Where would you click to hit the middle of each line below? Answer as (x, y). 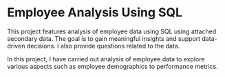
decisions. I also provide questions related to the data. (103, 46)
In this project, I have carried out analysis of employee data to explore (106, 59)
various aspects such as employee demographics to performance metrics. (112, 66)
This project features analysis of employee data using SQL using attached (112, 31)
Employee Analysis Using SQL (95, 13)
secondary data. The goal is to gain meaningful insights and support (104, 38)
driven (16, 46)
